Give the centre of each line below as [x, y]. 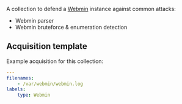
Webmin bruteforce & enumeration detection [71, 27]
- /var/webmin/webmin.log [50, 84]
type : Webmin [34, 95]
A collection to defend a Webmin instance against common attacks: [91, 9]
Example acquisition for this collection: [55, 61]
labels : [16, 89]
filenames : [20, 78]
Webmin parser [35, 20]
